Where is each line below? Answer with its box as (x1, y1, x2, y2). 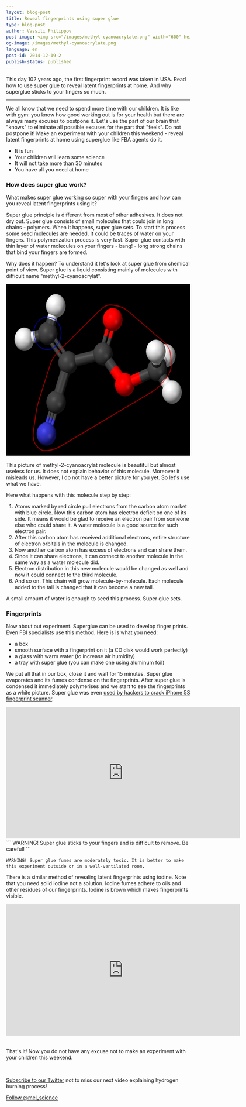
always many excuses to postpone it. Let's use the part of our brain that (6, 117, 179, 124)
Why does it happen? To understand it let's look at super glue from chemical (6, 260, 190, 267)
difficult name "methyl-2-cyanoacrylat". (6, 272, 102, 279)
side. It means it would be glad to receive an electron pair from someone (14, 515, 189, 522)
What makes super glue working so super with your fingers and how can (6, 194, 181, 201)
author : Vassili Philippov (6, 28, 72, 34)
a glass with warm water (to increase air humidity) (14, 653, 136, 660)
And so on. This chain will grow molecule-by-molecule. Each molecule (14, 577, 184, 585)
